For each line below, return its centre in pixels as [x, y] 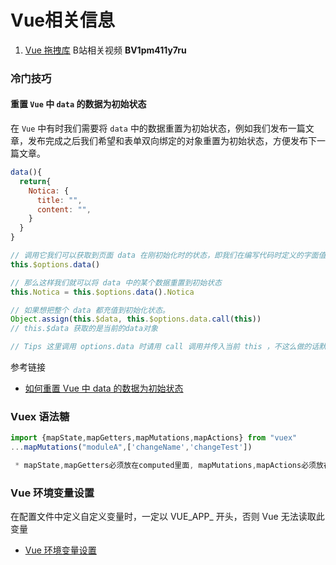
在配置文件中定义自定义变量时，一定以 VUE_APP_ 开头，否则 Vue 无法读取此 [167, 517]
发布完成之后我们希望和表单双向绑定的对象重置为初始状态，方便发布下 [172, 141]
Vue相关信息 [63, 20]
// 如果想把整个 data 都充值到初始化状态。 [90, 310]
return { [35, 181]
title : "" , [59, 200]
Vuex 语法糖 [40, 416]
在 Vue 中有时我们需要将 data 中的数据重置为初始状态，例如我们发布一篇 [158, 128]
